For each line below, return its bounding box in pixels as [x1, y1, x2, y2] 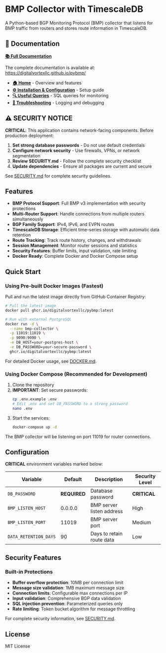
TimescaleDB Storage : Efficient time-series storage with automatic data [12, 227, 160, 233]
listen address [90, 508, 124, 515]
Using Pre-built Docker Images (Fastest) [5, 282, 104, 289]
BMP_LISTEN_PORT [7, 520, 46, 525]
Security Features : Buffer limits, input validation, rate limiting [12, 248, 137, 254]
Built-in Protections [5, 568, 53, 575]
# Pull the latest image [5, 303, 56, 308]
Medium [132, 519, 152, 526]
